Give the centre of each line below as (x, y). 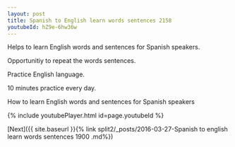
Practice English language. (46, 74)
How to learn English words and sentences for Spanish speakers (101, 102)
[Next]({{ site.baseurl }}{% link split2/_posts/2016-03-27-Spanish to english (117, 129)
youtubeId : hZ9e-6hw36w (42, 27)
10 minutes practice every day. (52, 88)
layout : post (26, 14)
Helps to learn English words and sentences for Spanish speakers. (104, 47)
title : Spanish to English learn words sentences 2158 (90, 20)
